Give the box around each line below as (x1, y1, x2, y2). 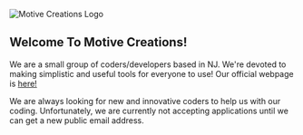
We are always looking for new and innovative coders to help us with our (9, 95, 281, 106)
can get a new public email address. (9, 114, 145, 126)
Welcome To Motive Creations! (9, 34, 188, 50)
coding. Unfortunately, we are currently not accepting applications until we (9, 105, 288, 116)
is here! (9, 78, 38, 89)
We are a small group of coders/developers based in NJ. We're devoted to (9, 59, 287, 70)
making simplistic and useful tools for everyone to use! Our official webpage (9, 68, 294, 79)
